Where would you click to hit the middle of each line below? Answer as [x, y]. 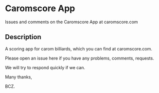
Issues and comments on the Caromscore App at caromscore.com [71, 22]
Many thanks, [19, 77]
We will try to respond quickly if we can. [45, 67]
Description [23, 37]
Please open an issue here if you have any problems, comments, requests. [79, 58]
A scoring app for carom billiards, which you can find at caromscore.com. [79, 48]
